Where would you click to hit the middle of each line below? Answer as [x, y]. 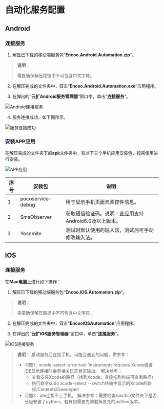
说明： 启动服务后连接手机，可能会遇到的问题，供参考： [73, 354]
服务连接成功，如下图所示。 [40, 117]
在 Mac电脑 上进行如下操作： [33, 281]
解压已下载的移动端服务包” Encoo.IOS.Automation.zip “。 [70, 292]
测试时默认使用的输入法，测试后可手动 [110, 230]
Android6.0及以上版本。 [93, 221]
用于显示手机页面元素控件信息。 [102, 202]
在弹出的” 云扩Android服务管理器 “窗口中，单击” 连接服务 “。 [71, 96]
